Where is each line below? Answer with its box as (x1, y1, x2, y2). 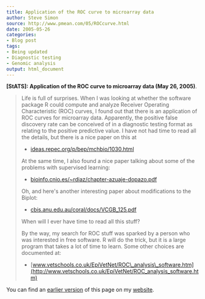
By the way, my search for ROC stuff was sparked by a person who (21, 230, 190, 237)
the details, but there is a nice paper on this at (21, 134, 137, 141)
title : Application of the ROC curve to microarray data (6, 9, 154, 15)
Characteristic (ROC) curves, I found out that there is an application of (21, 108, 198, 115)
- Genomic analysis (6, 60, 56, 66)
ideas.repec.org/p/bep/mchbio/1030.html (30, 145, 134, 153)
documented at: (21, 249, 62, 257)
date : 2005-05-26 (6, 26, 51, 32)
